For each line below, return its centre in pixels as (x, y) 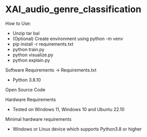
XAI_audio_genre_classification (73, 9)
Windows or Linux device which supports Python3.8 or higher (77, 129)
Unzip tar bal (26, 33)
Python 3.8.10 (27, 80)
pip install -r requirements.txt (43, 44)
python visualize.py (33, 55)
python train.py (28, 49)
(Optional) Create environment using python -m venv (68, 39)
